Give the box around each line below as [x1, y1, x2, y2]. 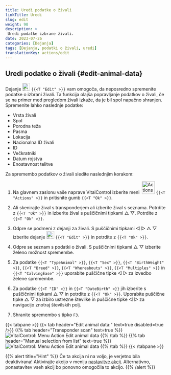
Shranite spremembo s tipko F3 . [12, 312, 80, 318]
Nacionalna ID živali [12, 139, 55, 146]
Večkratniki [12, 150, 37, 157]
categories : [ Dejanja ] [5, 41, 54, 46]
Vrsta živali [12, 112, 37, 118]
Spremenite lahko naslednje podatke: [5, 102, 83, 108]
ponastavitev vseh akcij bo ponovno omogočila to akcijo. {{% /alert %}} [5, 364, 156, 370]
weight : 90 [5, 21, 29, 27]
